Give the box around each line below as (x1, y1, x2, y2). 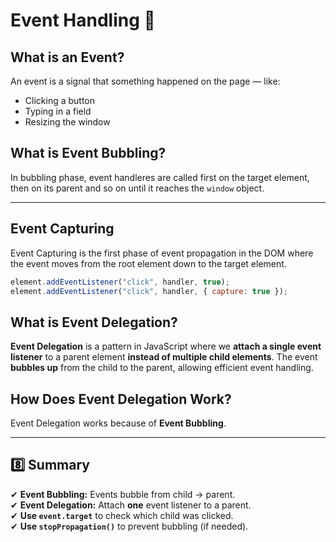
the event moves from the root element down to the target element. (10, 257, 287, 269)
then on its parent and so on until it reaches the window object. (10, 182, 265, 194)
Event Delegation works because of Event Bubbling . (10, 417, 227, 429)
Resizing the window (24, 116, 111, 128)
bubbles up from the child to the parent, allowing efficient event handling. (10, 362, 314, 374)
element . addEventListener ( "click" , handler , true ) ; (10, 277, 230, 287)
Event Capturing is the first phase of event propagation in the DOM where (10, 247, 314, 259)
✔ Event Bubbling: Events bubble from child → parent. (10, 488, 236, 500)
